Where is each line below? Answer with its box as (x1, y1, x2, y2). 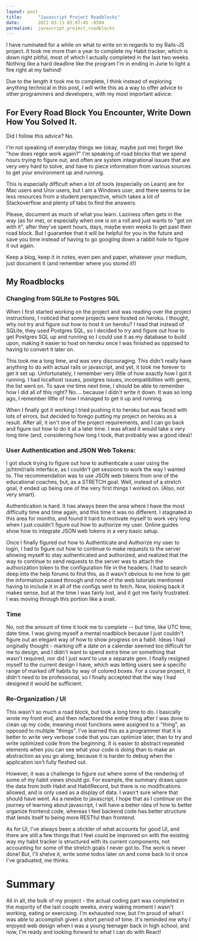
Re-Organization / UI (6, 695, 66, 703)
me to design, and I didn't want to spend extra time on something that (6, 649, 176, 656)
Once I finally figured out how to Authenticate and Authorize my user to (6, 539, 180, 546)
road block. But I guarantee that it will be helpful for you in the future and (6, 230, 183, 237)
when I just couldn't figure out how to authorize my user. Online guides (6, 521, 178, 529)
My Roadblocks (6, 277, 65, 287)
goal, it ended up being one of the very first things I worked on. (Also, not (6, 485, 185, 492)
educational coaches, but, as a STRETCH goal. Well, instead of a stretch (6, 478, 181, 486)
